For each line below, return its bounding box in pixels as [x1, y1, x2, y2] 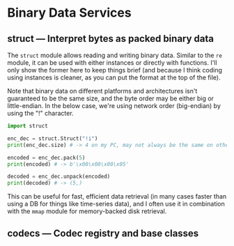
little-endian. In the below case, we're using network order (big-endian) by [7, 102, 221, 109]
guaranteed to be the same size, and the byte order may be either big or [7, 94, 214, 102]
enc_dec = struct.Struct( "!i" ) [7, 134, 98, 142]
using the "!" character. [7, 109, 75, 117]
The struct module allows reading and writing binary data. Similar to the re [7, 51, 223, 59]
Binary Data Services [7, 5, 132, 21]
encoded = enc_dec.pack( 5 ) [7, 154, 86, 161]
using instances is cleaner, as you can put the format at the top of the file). [7, 73, 221, 82]
